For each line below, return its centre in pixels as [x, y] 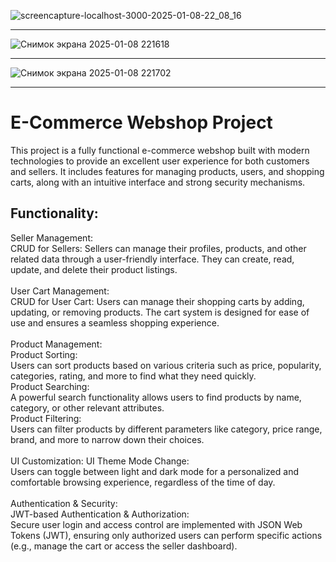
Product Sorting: [44, 354]
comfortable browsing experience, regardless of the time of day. [143, 482]
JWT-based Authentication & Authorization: [100, 514]
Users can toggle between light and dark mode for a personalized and [154, 471]
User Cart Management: [60, 291]
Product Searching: [50, 386]
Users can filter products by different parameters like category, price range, [166, 429]
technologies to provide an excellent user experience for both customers [160, 161]
